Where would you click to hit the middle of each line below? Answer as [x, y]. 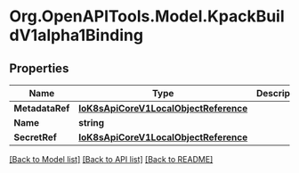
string [92, 123]
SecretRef [36, 137]
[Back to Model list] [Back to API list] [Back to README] [111, 159]
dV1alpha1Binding [77, 35]
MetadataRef [42, 108]
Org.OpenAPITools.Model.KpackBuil [147, 16]
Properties [39, 68]
